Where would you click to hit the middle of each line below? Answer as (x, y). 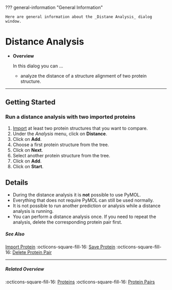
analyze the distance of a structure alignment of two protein (83, 76)
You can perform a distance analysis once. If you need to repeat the (84, 217)
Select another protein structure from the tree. (61, 155)
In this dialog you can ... (38, 66)
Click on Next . (28, 150)
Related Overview (25, 269)
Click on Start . (28, 166)
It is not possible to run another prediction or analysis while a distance (87, 206)
